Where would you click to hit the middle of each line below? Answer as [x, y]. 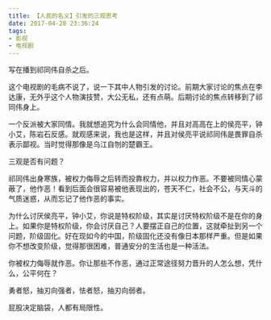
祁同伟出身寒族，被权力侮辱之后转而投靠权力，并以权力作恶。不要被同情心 [132, 179]
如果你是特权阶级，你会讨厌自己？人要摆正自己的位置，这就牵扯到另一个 [142, 226]
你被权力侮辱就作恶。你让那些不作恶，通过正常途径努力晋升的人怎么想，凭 [132, 264]
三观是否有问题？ [37, 161]
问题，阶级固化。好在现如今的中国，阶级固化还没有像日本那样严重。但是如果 [135, 236]
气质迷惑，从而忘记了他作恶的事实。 [69, 199]
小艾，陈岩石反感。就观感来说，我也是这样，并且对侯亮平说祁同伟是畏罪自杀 [135, 135]
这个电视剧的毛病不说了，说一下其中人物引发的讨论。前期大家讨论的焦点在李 [135, 87]
